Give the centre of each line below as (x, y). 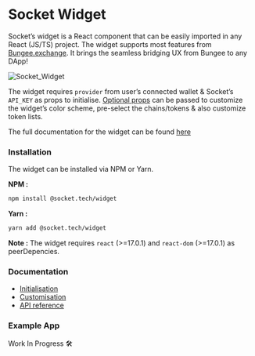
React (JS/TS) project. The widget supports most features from (110, 44)
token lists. (25, 116)
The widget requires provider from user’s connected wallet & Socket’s (121, 91)
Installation (30, 152)
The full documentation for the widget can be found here (100, 132)
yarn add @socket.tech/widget (57, 228)
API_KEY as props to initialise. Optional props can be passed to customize (126, 100)
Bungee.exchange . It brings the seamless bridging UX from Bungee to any (128, 53)
